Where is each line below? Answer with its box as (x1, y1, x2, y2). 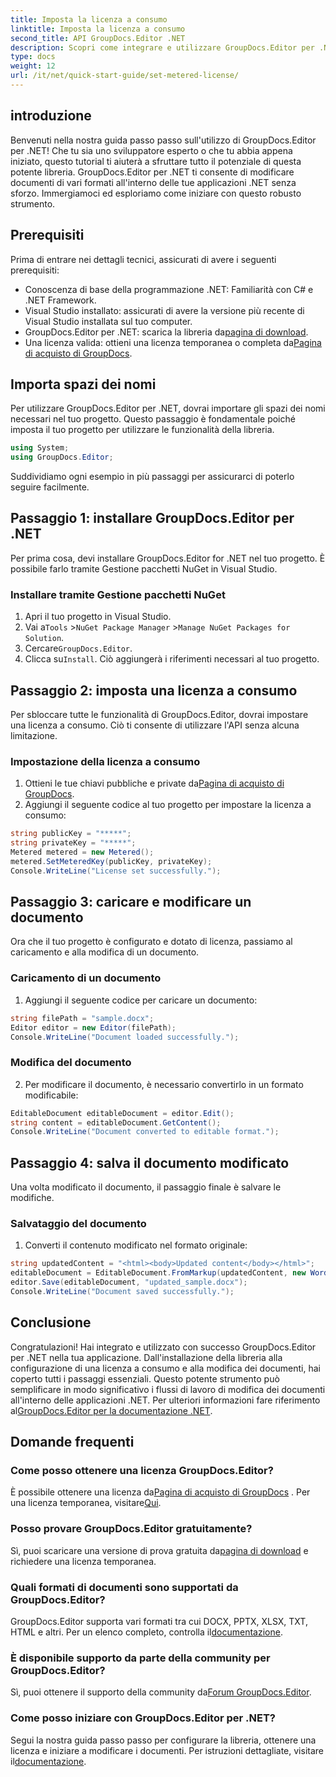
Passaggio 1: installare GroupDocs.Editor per (10, 510, 295, 527)
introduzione (10, 107, 92, 125)
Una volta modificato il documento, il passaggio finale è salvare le (10, 1181, 282, 1193)
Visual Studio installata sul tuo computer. (24, 315, 193, 327)
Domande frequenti (10, 1434, 135, 1451)
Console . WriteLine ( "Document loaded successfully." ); (10, 1032, 240, 1042)
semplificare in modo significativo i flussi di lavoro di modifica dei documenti (10, 1383, 326, 1395)
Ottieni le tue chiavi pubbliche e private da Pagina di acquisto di (24, 777, 285, 790)
